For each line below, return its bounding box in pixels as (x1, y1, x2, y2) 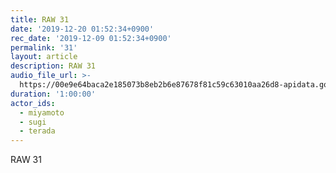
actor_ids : (10, 98, 56, 108)
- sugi (19, 117, 47, 127)
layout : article (10, 52, 78, 62)
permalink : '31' (10, 42, 78, 53)
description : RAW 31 (10, 61, 97, 71)
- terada (19, 126, 56, 136)
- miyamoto (19, 107, 65, 118)
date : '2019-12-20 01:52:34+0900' (10, 24, 155, 34)
